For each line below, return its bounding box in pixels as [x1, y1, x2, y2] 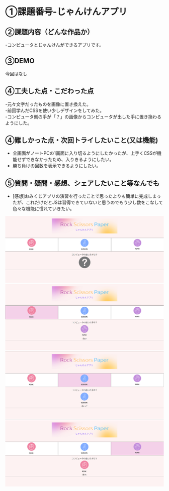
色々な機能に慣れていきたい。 [12, 206, 74, 212]
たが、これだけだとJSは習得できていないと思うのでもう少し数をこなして [12, 199, 163, 205]
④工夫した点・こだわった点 [5, 87, 94, 95]
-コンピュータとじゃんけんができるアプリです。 [5, 42, 104, 48]
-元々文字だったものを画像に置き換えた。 [5, 101, 92, 107]
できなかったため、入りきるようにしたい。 [26, 157, 114, 163]
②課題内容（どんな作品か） [5, 28, 94, 36]
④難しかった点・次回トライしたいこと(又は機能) [5, 136, 158, 145]
